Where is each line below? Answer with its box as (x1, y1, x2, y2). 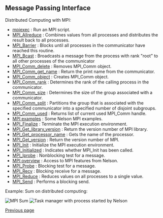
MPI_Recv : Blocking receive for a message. (12, 168, 101, 174)
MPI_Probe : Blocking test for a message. (12, 163, 96, 169)
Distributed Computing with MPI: (5, 17, 71, 23)
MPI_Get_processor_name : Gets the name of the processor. (12, 131, 134, 137)
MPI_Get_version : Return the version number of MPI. (12, 137, 120, 143)
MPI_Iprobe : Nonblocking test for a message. (12, 152, 105, 158)
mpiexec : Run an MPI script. (12, 27, 70, 33)
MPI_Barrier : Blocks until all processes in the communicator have (12, 42, 145, 48)
